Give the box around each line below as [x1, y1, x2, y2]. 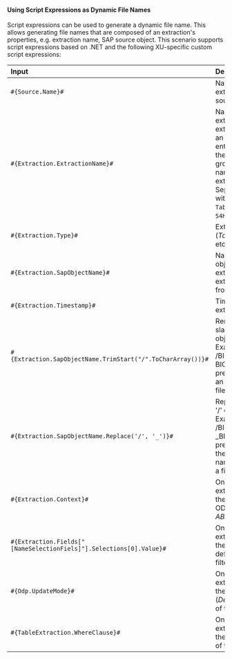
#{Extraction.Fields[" [10, 538, 85, 546]
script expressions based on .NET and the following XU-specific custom [7, 43, 213, 51]
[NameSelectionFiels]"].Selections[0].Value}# [10, 545, 167, 553]
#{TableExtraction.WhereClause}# [10, 629, 121, 637]
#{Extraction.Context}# [10, 496, 89, 503]
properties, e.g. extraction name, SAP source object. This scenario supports [7, 35, 224, 44]
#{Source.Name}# [10, 88, 64, 96]
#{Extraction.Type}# [10, 232, 78, 240]
